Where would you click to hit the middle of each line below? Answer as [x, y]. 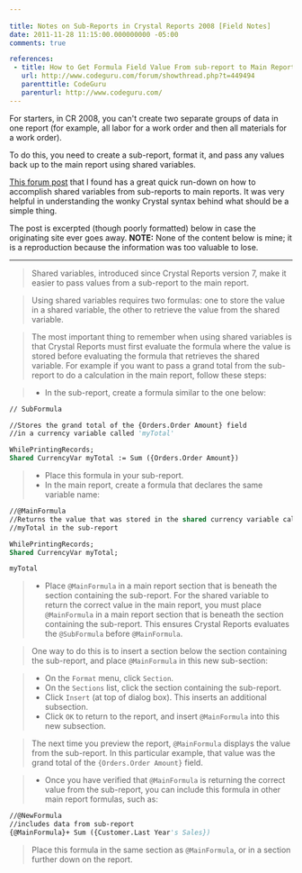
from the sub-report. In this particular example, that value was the [153, 753]
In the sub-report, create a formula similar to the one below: [155, 392]
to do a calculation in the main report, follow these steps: [161, 375]
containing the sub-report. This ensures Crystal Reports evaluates [167, 624]
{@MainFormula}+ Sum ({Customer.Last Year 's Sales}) [110, 832]
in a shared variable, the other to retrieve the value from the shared [155, 309]
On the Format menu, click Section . [109, 678]
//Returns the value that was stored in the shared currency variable [144, 519]
